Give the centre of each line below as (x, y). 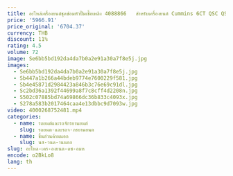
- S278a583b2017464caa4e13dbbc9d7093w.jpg (76, 104)
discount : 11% (28, 39)
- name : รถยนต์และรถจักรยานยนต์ (51, 123)
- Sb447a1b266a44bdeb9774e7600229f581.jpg (76, 78)
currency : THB (28, 33)
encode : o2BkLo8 (31, 156)
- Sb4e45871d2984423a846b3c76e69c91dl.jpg (76, 85)
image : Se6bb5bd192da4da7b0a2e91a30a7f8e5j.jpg (77, 59)
